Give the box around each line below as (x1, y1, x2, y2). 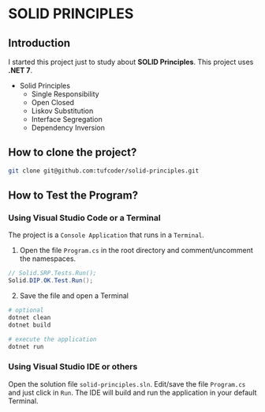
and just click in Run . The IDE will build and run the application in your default (8, 387, 257, 397)
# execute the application (8, 335, 97, 343)
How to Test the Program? (8, 189, 139, 202)
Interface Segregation (31, 115, 103, 123)
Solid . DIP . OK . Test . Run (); (8, 277, 93, 285)
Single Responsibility (31, 89, 100, 99)
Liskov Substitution (31, 106, 94, 115)
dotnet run (8, 342, 44, 350)
